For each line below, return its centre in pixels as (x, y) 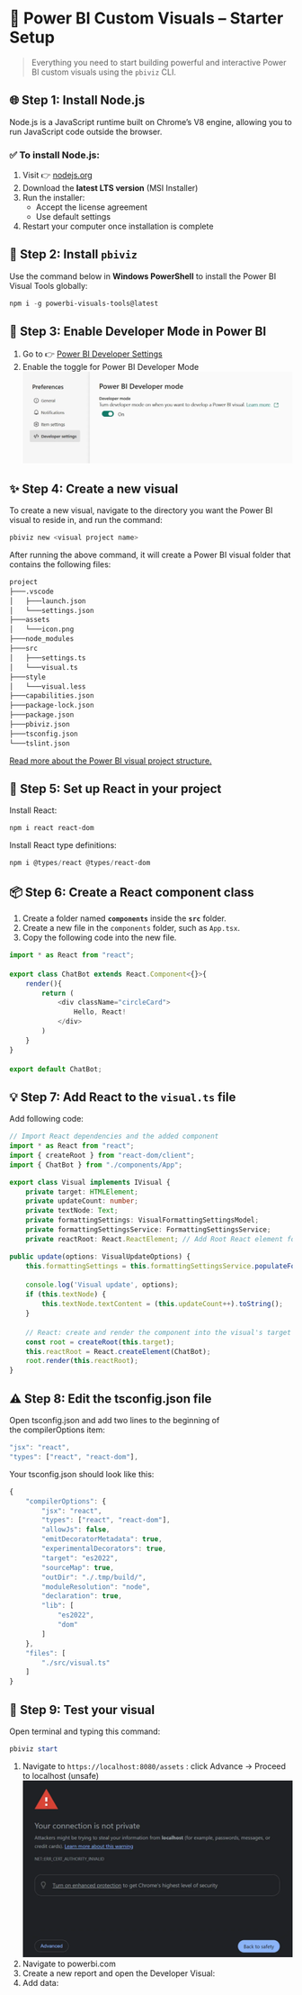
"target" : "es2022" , (80, 1558)
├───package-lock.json (52, 706)
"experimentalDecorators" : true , (104, 1549)
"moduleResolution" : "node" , (96, 1587)
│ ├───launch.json (48, 601)
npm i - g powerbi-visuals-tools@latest (84, 303)
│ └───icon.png (42, 629)
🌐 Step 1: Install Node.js (77, 100)
